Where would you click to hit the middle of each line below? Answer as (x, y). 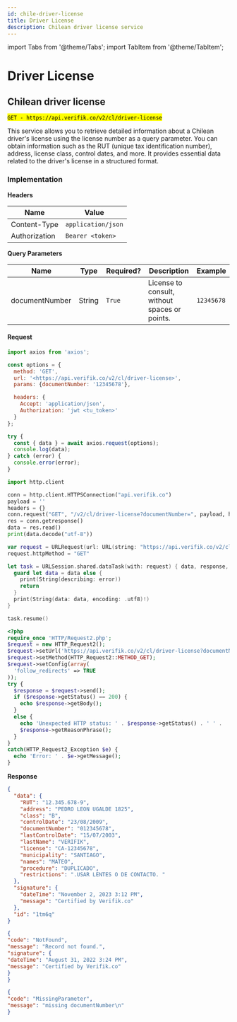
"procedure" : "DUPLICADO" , (60, 868)
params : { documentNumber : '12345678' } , (72, 385)
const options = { (34, 365)
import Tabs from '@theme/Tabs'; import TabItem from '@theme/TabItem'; (116, 47)
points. (159, 318)
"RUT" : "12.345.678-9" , (55, 802)
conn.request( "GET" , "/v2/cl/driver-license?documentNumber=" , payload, (116, 515)
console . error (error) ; (47, 463)
